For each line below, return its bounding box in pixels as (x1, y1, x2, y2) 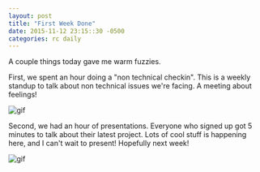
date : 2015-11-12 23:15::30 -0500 (8, 27, 126, 35)
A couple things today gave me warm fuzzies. (8, 57, 161, 67)
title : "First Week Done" (8, 19, 96, 28)
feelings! (8, 90, 38, 100)
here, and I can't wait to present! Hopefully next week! (8, 139, 190, 148)
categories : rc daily (8, 34, 82, 43)
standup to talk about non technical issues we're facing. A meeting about (8, 81, 253, 91)
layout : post (8, 11, 53, 20)
